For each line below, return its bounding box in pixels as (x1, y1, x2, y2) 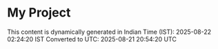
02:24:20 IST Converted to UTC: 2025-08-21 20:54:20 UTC (7, 35, 177, 43)
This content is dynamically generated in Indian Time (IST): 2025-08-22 (7, 28, 212, 36)
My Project (7, 5, 71, 21)
